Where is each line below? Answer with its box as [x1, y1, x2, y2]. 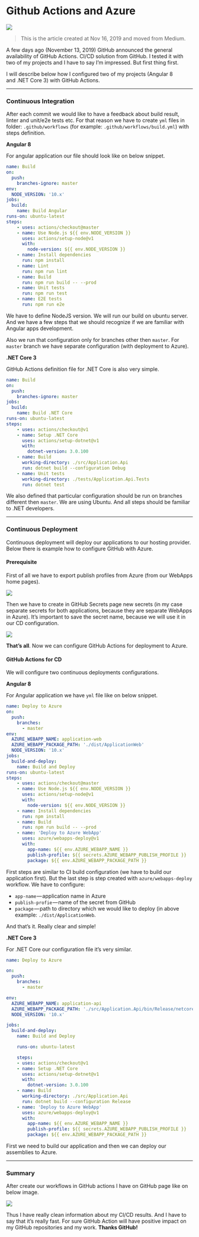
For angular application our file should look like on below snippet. [6, 152, 165, 159]
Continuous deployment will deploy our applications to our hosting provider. [6, 539, 191, 546]
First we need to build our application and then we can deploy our [6, 1142, 167, 1150]
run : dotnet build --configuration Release [21, 1098, 131, 1104]
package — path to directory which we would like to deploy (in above [14, 905, 179, 912]
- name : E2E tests [17, 296, 62, 302]
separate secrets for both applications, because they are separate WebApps [6, 607, 192, 614]
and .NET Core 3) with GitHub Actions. [6, 76, 101, 84]
